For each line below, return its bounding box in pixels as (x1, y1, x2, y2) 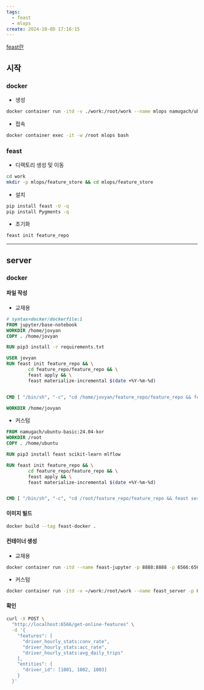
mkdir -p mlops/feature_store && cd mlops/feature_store (6, 179, 154, 185)
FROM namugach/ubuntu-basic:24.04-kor (6, 429, 104, 435)
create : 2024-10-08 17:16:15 (6, 26, 80, 32)
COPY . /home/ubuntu (6, 440, 59, 446)
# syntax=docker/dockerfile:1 (6, 316, 83, 322)
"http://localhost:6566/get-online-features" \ (12, 622, 135, 628)
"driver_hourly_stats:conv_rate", (22, 638, 110, 644)
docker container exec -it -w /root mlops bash (6, 132, 129, 138)
